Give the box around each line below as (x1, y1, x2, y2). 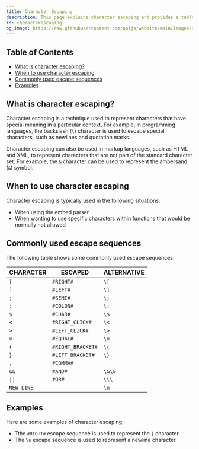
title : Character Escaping (6, 8, 73, 15)
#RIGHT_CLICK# (52, 319, 92, 326)
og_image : (6, 25, 31, 31)
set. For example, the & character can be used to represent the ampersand (6, 158, 188, 165)
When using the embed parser (14, 208, 89, 215)
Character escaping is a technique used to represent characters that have (6, 114, 187, 122)
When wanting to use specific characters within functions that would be (14, 215, 191, 222)
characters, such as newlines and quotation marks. (6, 133, 131, 141)
